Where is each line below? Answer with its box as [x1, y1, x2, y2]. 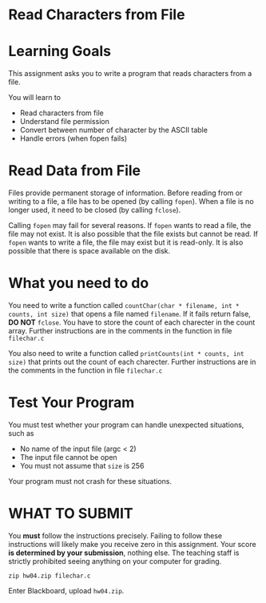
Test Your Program [8, 393, 135, 412]
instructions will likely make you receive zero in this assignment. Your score [8, 539, 257, 549]
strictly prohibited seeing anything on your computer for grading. [8, 556, 222, 565]
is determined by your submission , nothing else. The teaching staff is [8, 548, 240, 557]
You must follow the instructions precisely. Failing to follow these [8, 530, 223, 541]
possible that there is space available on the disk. [8, 246, 171, 256]
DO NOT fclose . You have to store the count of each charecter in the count [8, 317, 256, 327]
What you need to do [8, 274, 149, 293]
